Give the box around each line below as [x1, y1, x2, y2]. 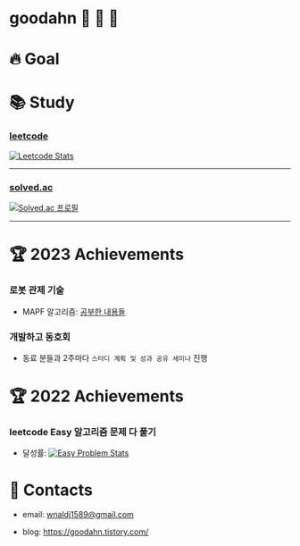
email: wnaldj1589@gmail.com [21, 509, 134, 520]
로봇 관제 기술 [9, 284, 65, 297]
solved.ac [9, 181, 54, 193]
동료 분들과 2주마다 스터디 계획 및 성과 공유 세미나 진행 [21, 352, 208, 363]
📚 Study [9, 92, 75, 113]
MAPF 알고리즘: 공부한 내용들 [21, 306, 126, 316]
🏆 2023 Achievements [9, 245, 185, 265]
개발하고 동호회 [9, 331, 71, 343]
